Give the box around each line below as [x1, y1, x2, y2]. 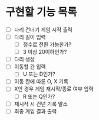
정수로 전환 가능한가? [22, 41, 72, 48]
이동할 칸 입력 [14, 63, 46, 70]
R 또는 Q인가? [22, 93, 55, 100]
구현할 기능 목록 [5, 5, 77, 19]
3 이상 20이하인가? [22, 48, 67, 56]
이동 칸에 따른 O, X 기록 [14, 78, 69, 85]
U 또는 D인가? [22, 70, 55, 77]
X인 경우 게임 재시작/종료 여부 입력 [14, 85, 94, 92]
